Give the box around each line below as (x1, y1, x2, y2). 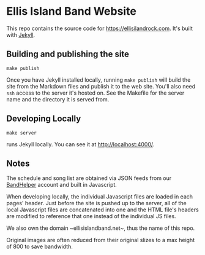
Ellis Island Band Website (6, 4, 136, 18)
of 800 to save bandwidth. (6, 243, 73, 250)
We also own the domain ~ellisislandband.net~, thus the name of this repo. (6, 224, 195, 232)
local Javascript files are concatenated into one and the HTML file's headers (6, 206, 199, 213)
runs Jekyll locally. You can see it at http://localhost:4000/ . (6, 140, 155, 148)
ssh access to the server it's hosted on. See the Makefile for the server (6, 89, 185, 96)
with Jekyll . (6, 31, 35, 38)
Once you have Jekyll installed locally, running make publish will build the (6, 76, 191, 84)
